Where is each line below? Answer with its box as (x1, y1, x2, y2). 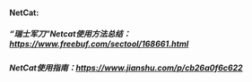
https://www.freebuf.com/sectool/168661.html (9, 38, 189, 49)
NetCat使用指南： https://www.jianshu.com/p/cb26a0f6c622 (9, 62, 244, 73)
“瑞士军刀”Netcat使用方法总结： (9, 29, 132, 39)
